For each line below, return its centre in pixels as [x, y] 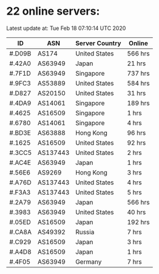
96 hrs [137, 132]
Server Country [98, 43]
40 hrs [137, 212]
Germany [89, 262]
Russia [85, 232]
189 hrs [138, 103]
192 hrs [138, 222]
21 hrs [137, 63]
